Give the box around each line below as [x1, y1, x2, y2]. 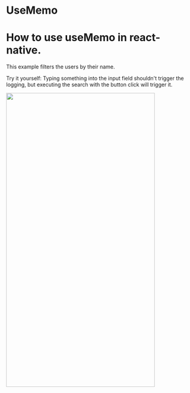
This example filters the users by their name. [6, 63, 115, 70]
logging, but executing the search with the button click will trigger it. [6, 81, 173, 88]
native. [6, 43, 42, 57]
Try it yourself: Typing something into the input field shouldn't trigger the [6, 75, 184, 82]
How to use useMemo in [6, 31, 128, 45]
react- [129, 31, 161, 45]
